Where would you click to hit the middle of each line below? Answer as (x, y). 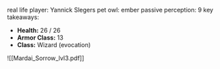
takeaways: (23, 17)
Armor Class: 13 (40, 38)
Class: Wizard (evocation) (54, 45)
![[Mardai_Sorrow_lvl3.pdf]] (46, 58)
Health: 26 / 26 (39, 30)
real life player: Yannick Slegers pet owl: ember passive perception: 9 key (110, 10)
